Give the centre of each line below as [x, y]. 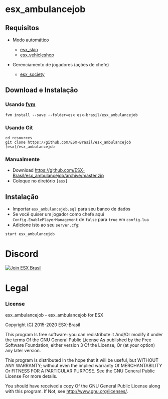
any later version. [23, 350]
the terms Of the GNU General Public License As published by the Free [78, 340]
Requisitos [22, 28]
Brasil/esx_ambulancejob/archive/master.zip [58, 176]
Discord [22, 254]
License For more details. [31, 376]
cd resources [19, 138]
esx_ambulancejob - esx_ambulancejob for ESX [54, 315]
